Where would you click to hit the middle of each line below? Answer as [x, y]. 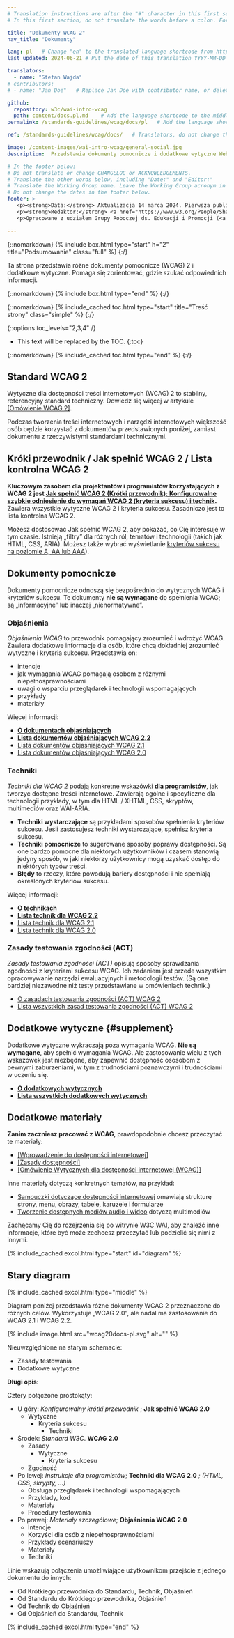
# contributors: [31, 84]
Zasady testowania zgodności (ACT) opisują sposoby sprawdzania [103, 963]
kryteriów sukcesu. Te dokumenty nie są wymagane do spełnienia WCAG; [114, 597]
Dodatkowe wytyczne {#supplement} [91, 1028]
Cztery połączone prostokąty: [50, 1396]
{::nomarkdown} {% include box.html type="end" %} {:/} [88, 293]
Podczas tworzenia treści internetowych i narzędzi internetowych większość [117, 422]
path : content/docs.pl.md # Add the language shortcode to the [112, 116]
